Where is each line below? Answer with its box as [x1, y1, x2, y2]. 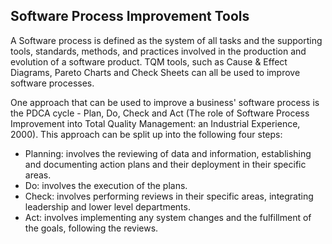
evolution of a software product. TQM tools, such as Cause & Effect [10, 55, 288, 68]
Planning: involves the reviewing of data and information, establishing [24, 147, 312, 159]
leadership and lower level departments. [24, 200, 191, 213]
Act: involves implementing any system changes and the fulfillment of [24, 211, 312, 223]
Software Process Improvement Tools [10, 8, 250, 25]
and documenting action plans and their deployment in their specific [24, 158, 307, 170]
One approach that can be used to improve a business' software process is [10, 96, 320, 108]
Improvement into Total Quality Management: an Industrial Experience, [10, 117, 301, 129]
